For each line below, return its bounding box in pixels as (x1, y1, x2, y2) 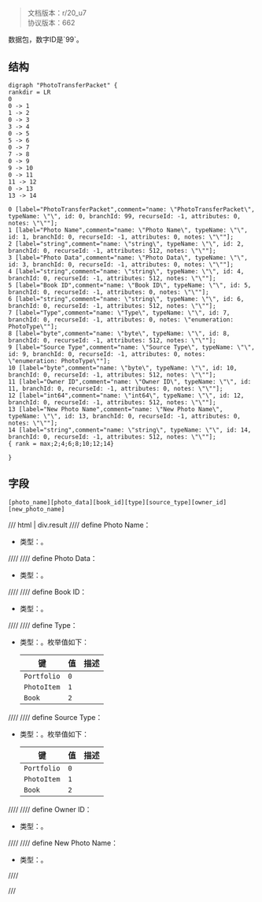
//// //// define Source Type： (8, 712, 103, 722)
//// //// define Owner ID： (8, 804, 92, 814)
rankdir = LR (8, 88, 51, 96)
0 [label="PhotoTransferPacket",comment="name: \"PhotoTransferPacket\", (8, 206, 256, 213)
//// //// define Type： (8, 620, 78, 629)
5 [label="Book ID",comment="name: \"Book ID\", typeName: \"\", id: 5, (8, 281, 252, 289)
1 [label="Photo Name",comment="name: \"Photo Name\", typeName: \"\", (8, 226, 248, 234)
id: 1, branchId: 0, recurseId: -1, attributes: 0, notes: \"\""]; (8, 233, 234, 241)
